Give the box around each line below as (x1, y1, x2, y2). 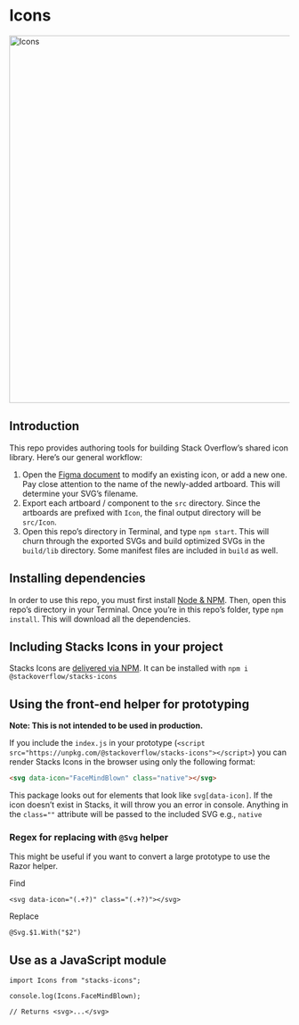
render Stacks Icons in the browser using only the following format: (9, 756, 256, 767)
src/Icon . (21, 517, 58, 527)
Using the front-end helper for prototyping (9, 697, 250, 712)
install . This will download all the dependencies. (9, 613, 191, 624)
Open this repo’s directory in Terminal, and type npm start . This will (21, 525, 270, 536)
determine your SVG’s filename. (21, 488, 139, 499)
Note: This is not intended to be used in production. (9, 720, 203, 732)
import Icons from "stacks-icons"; (9, 976, 141, 986)
